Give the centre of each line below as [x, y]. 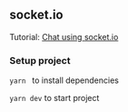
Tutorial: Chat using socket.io [64, 36]
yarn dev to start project [54, 98]
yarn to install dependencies [64, 80]
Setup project [40, 60]
